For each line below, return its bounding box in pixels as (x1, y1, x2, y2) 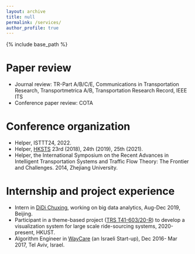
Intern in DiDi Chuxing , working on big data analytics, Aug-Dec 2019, (14, 204, 180, 211)
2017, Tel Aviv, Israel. (14, 241, 65, 249)
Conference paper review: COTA (14, 99, 94, 107)
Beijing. (14, 210, 33, 217)
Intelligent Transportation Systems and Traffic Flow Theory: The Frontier (14, 158, 189, 165)
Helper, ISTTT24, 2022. (14, 139, 71, 146)
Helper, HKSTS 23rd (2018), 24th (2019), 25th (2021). (14, 146, 143, 153)
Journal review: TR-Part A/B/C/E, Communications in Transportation (14, 81, 180, 88)
